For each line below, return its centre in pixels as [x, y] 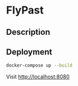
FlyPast [25, 10]
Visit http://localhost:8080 [38, 77]
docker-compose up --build [39, 65]
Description [28, 32]
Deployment [29, 52]
